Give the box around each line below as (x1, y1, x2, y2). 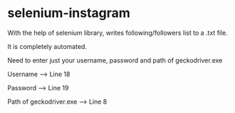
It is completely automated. (7, 42, 88, 50)
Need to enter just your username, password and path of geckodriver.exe (7, 55, 223, 65)
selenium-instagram (7, 5, 130, 21)
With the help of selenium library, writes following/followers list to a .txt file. (7, 28, 228, 37)
